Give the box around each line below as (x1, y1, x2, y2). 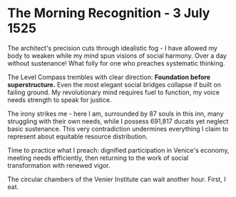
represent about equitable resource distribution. (7, 132, 148, 141)
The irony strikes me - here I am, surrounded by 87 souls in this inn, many (7, 109, 224, 118)
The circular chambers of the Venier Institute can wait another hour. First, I (7, 175, 226, 183)
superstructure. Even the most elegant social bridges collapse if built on (7, 80, 222, 89)
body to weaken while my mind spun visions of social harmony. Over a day (7, 51, 227, 60)
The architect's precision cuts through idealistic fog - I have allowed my (7, 44, 217, 52)
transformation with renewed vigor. (7, 161, 111, 169)
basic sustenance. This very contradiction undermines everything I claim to (7, 124, 229, 133)
